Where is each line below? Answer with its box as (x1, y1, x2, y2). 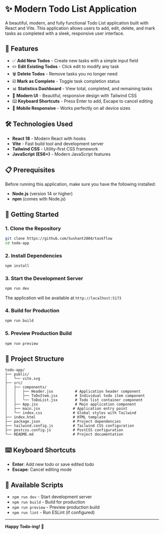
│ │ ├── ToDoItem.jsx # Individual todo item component (5, 393, 145, 398)
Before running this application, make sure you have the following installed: (5, 181, 156, 187)
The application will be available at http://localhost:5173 (5, 295, 122, 301)
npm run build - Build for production (12, 499, 85, 505)
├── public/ (5, 372, 29, 377)
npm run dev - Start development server (12, 494, 92, 500)
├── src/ (5, 381, 23, 385)
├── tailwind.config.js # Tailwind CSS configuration (5, 423, 134, 429)
